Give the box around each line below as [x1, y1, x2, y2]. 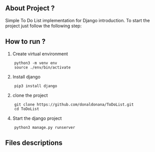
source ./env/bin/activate [14, 65, 71, 70]
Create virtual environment [12, 50, 68, 57]
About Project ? [5, 4, 55, 13]
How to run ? [5, 37, 46, 46]
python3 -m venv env [14, 60, 57, 65]
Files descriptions [5, 138, 63, 147]
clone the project [12, 92, 48, 98]
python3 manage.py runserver [14, 125, 75, 130]
